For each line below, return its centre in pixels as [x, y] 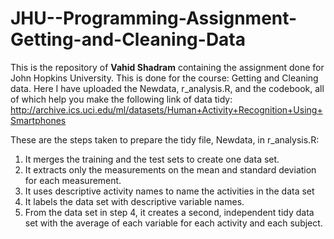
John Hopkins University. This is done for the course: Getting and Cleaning [164, 78]
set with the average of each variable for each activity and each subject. [173, 223]
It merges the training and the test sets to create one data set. [152, 159]
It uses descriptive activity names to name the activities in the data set [169, 191]
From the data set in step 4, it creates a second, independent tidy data [169, 212]
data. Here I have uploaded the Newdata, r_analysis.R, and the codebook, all [167, 88]
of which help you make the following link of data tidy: [121, 99]
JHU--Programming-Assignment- [154, 18]
